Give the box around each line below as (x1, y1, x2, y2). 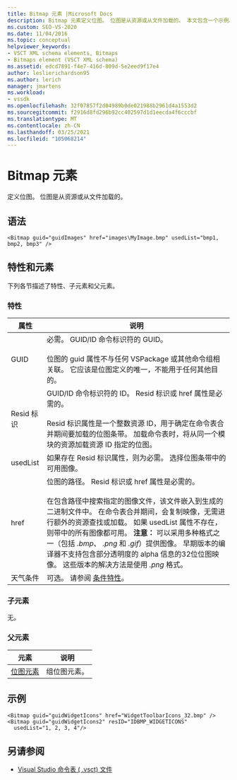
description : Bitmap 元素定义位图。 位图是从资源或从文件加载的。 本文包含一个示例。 (7, 17, 235, 24)
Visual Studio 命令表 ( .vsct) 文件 (17, 765, 113, 774)
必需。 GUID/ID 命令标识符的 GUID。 (47, 335, 168, 345)
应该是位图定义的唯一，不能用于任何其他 (76, 365, 212, 374)
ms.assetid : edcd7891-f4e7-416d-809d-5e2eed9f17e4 (7, 63, 159, 70)
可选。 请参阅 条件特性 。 (47, 573, 128, 583)
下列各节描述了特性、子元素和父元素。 (7, 281, 119, 290)
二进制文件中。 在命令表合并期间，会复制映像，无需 (47, 507, 219, 516)
